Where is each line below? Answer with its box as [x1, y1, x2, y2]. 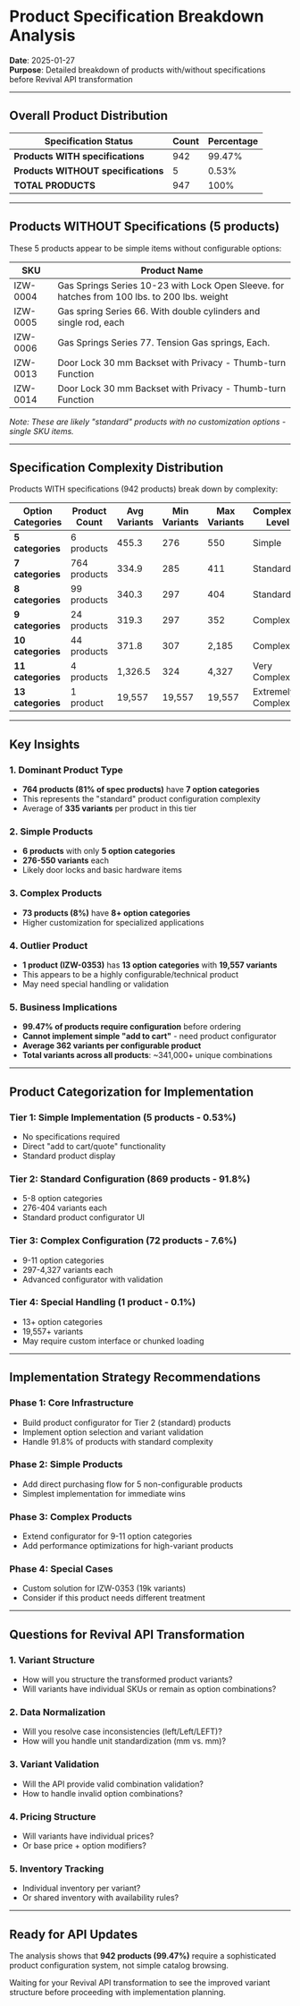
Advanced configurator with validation [21, 1274, 163, 1285]
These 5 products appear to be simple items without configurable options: [9, 243, 282, 253]
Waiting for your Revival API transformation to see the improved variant [9, 1977, 271, 1988]
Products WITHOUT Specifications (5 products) [9, 219, 279, 235]
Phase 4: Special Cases [9, 1563, 113, 1575]
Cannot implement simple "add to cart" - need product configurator [21, 1031, 277, 1042]
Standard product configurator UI [21, 1212, 146, 1223]
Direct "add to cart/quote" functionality [21, 1140, 167, 1151]
